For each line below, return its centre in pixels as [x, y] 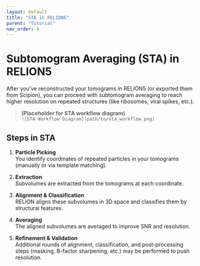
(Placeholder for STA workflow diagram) [73, 114]
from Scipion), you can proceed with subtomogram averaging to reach [95, 95]
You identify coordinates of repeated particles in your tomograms [97, 159]
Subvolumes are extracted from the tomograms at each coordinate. [99, 183]
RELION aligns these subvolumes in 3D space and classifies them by [101, 202]
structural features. [39, 208]
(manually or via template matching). [61, 165]
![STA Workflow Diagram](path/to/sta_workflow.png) [88, 119]
